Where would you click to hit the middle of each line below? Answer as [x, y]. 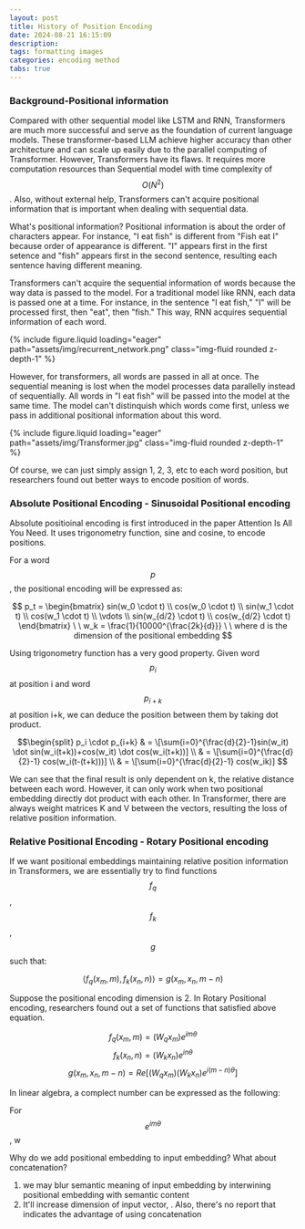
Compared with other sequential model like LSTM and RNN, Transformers [147, 120]
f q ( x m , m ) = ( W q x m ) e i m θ [153, 1037]
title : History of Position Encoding [81, 26]
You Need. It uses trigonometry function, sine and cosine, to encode [137, 533]
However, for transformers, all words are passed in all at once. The [134, 376]
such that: [28, 961]
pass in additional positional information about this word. [116, 415]
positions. [28, 543]
